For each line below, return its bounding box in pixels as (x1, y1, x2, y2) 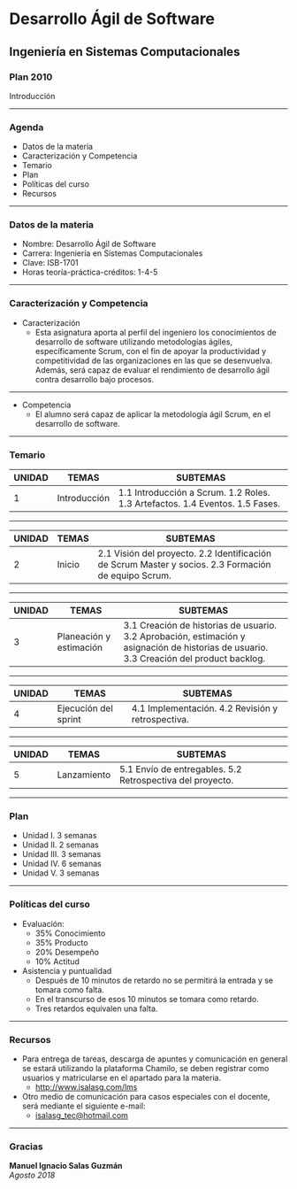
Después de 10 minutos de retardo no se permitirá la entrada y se (34, 975, 274, 985)
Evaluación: (21, 918, 65, 929)
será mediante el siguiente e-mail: (21, 1100, 146, 1111)
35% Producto (34, 937, 88, 947)
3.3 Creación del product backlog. (123, 652, 266, 665)
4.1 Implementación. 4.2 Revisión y (131, 702, 278, 714)
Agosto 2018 (9, 1170, 56, 1181)
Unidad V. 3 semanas (21, 868, 100, 878)
